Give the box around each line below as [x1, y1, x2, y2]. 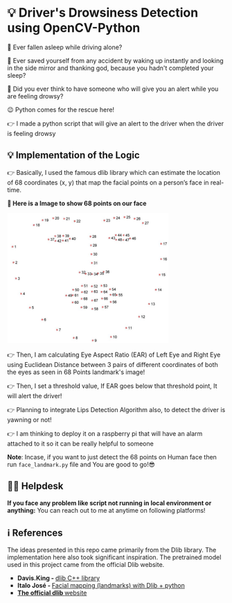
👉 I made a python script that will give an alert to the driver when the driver [7, 119, 224, 128]
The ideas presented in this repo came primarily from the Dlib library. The [7, 546, 217, 554]
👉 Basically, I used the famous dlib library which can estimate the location [7, 168, 220, 176]
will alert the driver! [7, 391, 62, 400]
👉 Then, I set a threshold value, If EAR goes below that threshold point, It [7, 382, 217, 390]
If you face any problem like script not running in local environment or [7, 498, 212, 507]
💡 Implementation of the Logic [7, 149, 140, 161]
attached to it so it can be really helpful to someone [7, 439, 154, 448]
